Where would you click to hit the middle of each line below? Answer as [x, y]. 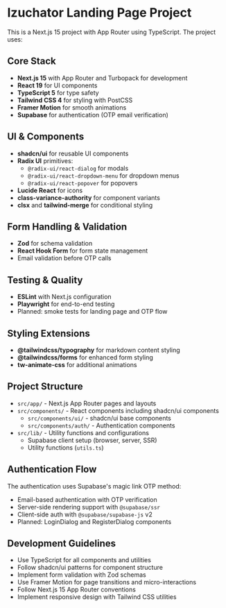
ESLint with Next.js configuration [64, 297]
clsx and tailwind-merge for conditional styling [85, 205]
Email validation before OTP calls [64, 258]
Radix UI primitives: [45, 160]
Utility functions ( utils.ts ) [66, 447]
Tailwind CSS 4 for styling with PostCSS [75, 100]
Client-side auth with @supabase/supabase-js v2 [85, 514]
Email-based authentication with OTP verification [87, 499]
